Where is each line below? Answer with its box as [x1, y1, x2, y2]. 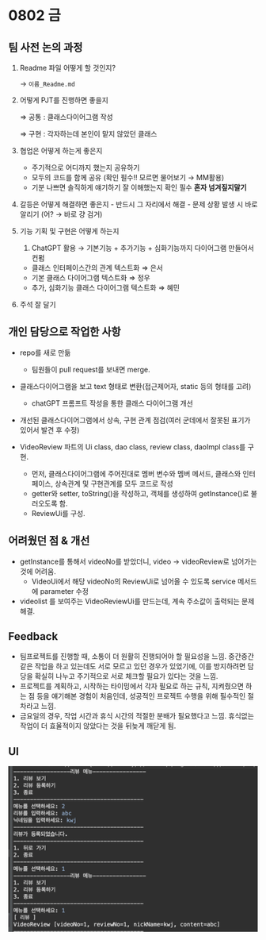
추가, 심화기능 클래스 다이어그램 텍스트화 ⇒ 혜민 [31, 283, 180, 292]
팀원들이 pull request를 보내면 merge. [31, 364, 150, 374]
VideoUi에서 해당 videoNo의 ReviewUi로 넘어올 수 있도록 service [31, 576, 236, 586]
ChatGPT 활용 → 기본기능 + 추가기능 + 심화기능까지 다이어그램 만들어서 [31, 243, 255, 252]
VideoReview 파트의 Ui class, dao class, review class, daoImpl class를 [19, 441, 246, 452]
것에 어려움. [19, 566, 57, 576]
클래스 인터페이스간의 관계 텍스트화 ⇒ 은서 [31, 263, 164, 272]
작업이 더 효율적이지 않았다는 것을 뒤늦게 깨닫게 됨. [19, 721, 177, 730]
